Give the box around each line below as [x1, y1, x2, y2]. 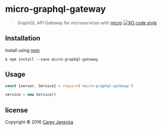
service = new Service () [5, 92, 56, 97]
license [5, 106, 28, 114]
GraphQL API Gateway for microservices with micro [17, 20, 122, 26]
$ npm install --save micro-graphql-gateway [5, 57, 98, 62]
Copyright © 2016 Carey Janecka [5, 119, 74, 125]
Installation [5, 34, 40, 43]
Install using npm [5, 47, 40, 53]
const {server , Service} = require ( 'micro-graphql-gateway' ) [5, 83, 134, 88]
